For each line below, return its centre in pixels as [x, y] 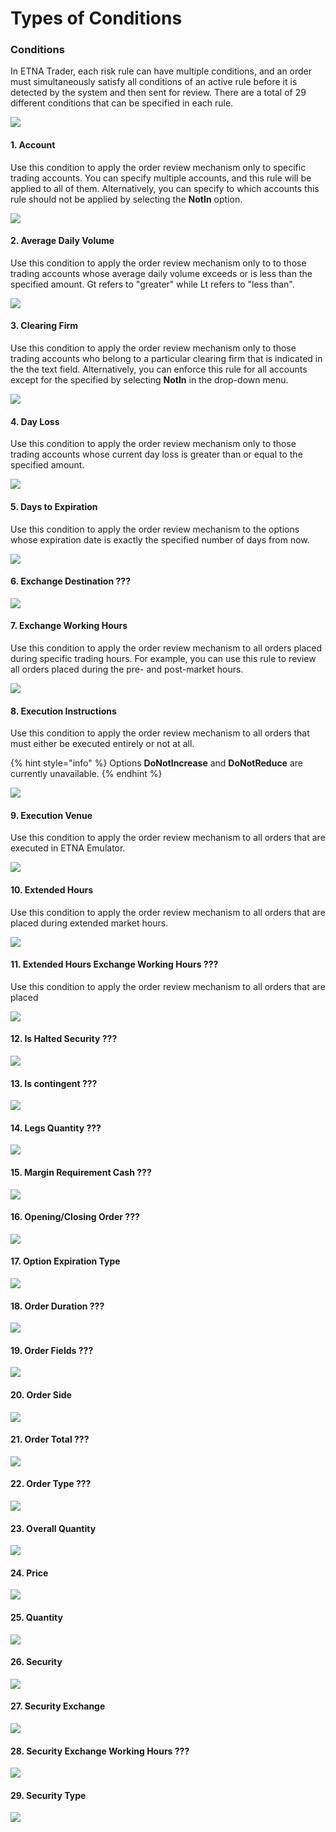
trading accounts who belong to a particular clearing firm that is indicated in [166, 359]
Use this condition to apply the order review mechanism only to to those [158, 263]
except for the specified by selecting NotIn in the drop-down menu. [149, 380]
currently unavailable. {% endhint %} [86, 774]
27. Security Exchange [58, 1706]
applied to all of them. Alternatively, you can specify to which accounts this [165, 188]
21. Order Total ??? [50, 1439]
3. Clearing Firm [44, 326]
